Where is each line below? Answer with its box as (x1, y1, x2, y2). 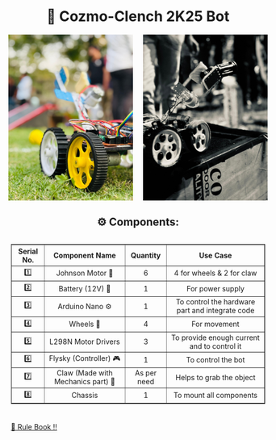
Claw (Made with (56, 368, 113, 378)
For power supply (186, 283, 245, 293)
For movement (191, 319, 240, 329)
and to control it (189, 341, 242, 350)
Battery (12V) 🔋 (58, 283, 111, 293)
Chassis (71, 391, 98, 400)
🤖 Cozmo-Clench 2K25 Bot (46, 7, 230, 26)
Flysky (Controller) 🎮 (48, 354, 121, 363)
